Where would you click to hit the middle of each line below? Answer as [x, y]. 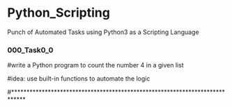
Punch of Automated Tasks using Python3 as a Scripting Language [103, 32]
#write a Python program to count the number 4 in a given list [95, 65]
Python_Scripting [59, 13]
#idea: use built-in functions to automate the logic [79, 79]
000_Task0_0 [30, 50]
